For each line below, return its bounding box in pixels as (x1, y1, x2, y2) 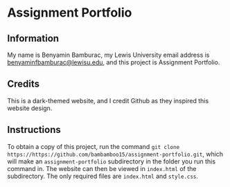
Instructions (7, 124, 61, 136)
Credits (7, 78, 40, 90)
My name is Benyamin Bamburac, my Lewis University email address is (7, 51, 210, 59)
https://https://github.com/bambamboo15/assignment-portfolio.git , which (7, 150, 224, 158)
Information (7, 33, 60, 44)
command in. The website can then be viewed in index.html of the (7, 164, 197, 172)
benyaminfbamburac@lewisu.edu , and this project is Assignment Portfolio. (7, 58, 220, 66)
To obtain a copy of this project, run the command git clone (7, 142, 180, 150)
